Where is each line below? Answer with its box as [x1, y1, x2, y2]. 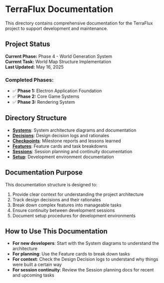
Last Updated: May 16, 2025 [5, 64, 64, 70]
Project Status [5, 40, 51, 49]
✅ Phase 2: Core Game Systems [12, 94, 80, 100]
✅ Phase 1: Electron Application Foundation [12, 88, 102, 94]
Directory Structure [5, 114, 67, 122]
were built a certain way [12, 261, 62, 267]
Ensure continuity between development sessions [12, 207, 115, 213]
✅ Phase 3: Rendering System [12, 99, 75, 105]
